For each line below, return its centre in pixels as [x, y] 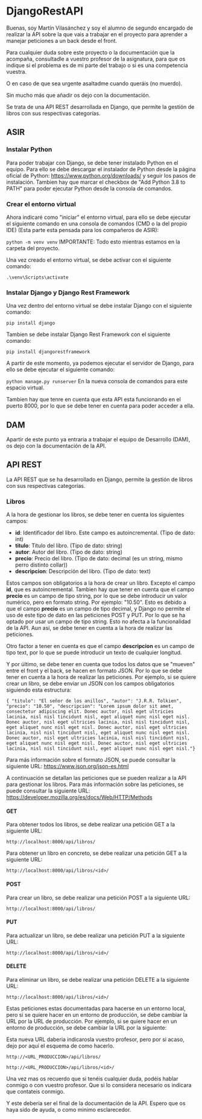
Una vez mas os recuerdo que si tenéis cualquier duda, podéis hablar [92, 1078]
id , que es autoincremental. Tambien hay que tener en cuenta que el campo [100, 589]
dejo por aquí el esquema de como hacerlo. [60, 1046]
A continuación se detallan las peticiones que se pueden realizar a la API [96, 778]
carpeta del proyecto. [33, 248]
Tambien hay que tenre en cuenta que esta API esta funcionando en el [93, 400]
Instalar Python [29, 149]
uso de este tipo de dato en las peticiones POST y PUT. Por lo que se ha [96, 615]
